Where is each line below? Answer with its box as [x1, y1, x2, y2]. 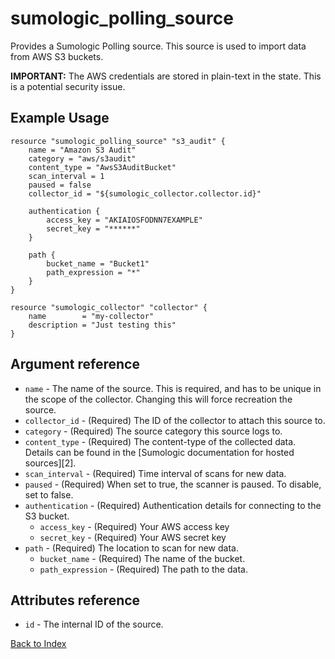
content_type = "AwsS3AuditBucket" [28, 162, 177, 172]
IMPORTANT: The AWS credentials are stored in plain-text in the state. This [10, 70, 322, 82]
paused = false [28, 180, 92, 190]
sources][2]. [24, 457, 77, 469]
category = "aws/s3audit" [28, 153, 137, 164]
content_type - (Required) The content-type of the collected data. [24, 435, 297, 447]
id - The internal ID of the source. [24, 618, 164, 631]
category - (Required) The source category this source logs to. [24, 425, 283, 437]
